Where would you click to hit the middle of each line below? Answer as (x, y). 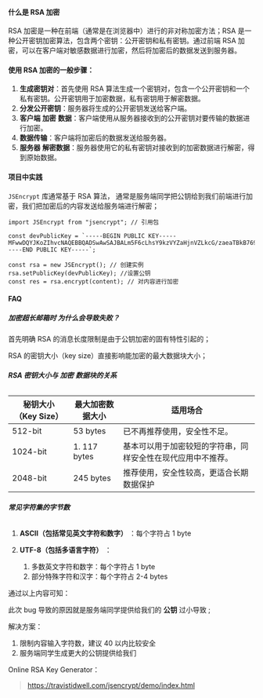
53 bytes (90, 431)
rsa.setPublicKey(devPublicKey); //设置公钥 (79, 273)
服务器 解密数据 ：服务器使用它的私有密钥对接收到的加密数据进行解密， (133, 148)
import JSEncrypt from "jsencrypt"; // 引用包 (83, 222)
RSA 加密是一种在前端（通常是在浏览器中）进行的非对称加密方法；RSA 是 (126, 31)
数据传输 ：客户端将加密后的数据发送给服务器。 (95, 138)
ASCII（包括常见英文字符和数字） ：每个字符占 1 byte (105, 533)
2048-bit (29, 478)
